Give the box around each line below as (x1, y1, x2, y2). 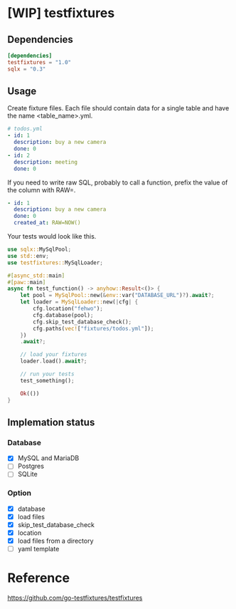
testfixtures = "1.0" (7, 58, 72, 66)
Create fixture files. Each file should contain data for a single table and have (7, 104, 230, 113)
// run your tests (20, 370, 75, 378)
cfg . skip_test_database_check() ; (33, 318, 132, 326)
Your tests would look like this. (7, 232, 97, 241)
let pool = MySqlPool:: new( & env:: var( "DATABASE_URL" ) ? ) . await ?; (20, 292, 215, 299)
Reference (7, 570, 70, 586)
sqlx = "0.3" (7, 66, 46, 73)
